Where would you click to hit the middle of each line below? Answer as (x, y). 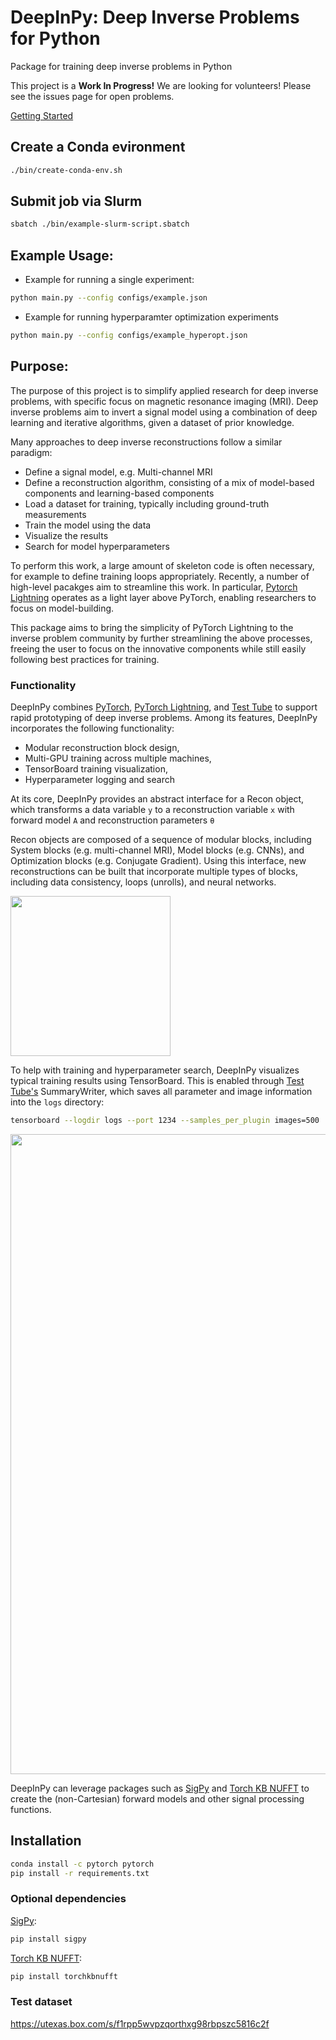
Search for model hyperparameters (97, 546)
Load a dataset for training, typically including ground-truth (147, 503)
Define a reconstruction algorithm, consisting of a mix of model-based (169, 482)
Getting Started (42, 115)
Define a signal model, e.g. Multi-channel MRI (118, 472)
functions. (31, 1809)
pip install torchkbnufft (64, 1976)
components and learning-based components (119, 493)
